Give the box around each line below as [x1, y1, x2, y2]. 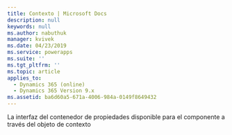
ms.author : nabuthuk [7, 29, 67, 37]
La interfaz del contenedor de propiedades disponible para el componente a [7, 113, 226, 121]
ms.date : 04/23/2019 [7, 42, 67, 49]
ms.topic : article [7, 68, 60, 75]
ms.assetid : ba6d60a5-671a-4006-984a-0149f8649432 [7, 94, 157, 101]
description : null [7, 17, 60, 24]
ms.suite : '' [7, 55, 45, 62]
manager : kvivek [7, 36, 54, 43]
